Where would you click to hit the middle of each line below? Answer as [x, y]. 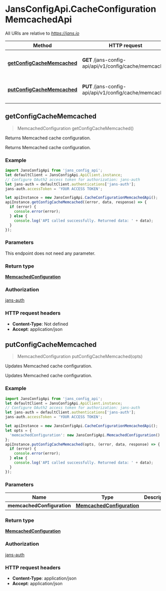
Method [42, 45]
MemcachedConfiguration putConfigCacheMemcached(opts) [80, 356]
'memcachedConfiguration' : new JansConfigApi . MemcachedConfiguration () [85, 435]
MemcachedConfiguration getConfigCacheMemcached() [76, 128]
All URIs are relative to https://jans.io [42, 33]
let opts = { [19, 431]
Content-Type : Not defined [40, 324]
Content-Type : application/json [44, 578]
